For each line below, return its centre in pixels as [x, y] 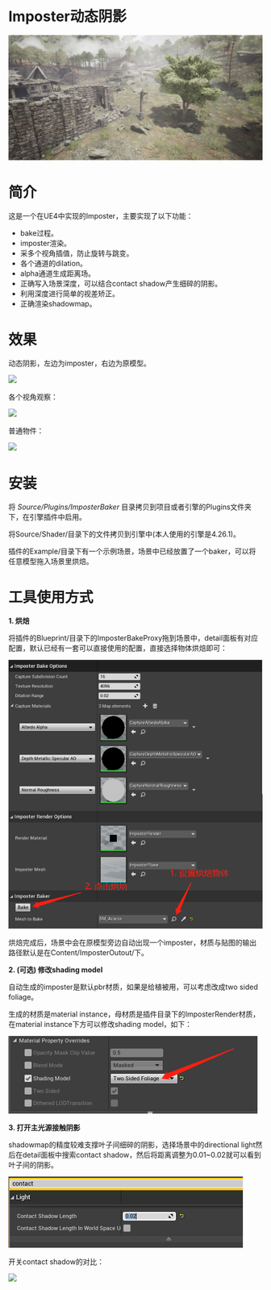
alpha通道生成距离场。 [57, 273]
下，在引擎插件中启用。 [47, 517]
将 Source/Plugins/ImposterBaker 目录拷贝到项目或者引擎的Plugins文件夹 [130, 507]
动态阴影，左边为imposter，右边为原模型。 [79, 363]
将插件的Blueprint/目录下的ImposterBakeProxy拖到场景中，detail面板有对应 [133, 638]
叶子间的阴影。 [33, 1165]
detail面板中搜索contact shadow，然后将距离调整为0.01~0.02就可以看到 [142, 1154]
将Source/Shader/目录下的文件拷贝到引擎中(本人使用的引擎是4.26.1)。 [124, 534]
